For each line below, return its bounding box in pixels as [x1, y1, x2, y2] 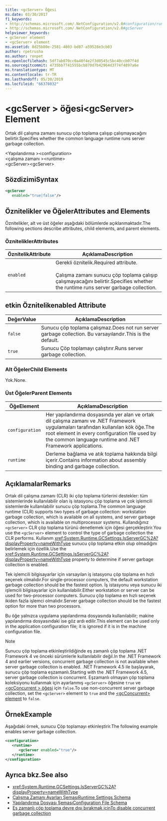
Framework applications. [45, 442, 103, 449]
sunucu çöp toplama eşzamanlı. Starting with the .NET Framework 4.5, [5, 669, 148, 675]
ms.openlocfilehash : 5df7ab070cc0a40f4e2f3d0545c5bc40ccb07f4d [5, 58, 139, 63]
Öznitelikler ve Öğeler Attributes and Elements [5, 207, 150, 215]
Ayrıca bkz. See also [5, 771, 68, 779]
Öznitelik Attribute [7, 251, 51, 258]
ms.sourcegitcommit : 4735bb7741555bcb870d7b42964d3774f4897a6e [5, 63, 139, 68]
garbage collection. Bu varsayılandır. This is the [41, 330, 151, 337]
